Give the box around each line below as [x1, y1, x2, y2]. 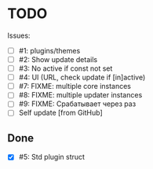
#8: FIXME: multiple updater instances [18, 90, 143, 100]
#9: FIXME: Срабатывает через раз [18, 99, 137, 108]
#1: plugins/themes [18, 46, 81, 55]
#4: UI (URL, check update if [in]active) [18, 72, 146, 83]
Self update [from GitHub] [18, 108, 103, 118]
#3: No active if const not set [18, 64, 113, 73]
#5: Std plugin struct [18, 152, 86, 162]
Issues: [7, 31, 31, 40]
